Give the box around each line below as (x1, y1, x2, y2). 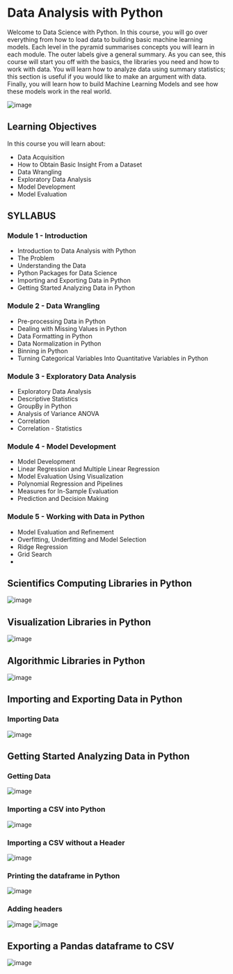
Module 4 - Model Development (7, 441, 117, 451)
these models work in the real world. (7, 87, 112, 95)
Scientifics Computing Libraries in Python (7, 578, 193, 589)
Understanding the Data (17, 261, 86, 270)
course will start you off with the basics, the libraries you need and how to (7, 57, 219, 65)
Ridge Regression (17, 542, 68, 551)
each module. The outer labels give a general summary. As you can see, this (7, 50, 226, 59)
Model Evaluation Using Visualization (17, 472, 124, 481)
